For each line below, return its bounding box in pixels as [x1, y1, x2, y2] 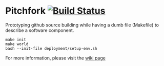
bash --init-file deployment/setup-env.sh [5, 46, 97, 51]
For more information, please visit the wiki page [5, 55, 106, 61]
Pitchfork [5, 5, 46, 17]
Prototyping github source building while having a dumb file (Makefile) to [5, 22, 159, 28]
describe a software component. [5, 27, 74, 33]
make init [5, 37, 27, 42]
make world [5, 41, 29, 47]
